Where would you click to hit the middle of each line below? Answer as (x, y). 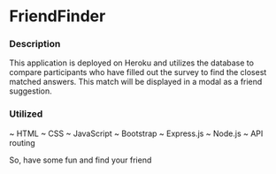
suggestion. (31, 91)
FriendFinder (57, 16)
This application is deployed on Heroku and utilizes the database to (132, 63)
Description (35, 44)
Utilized (26, 114)
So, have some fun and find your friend (80, 160)
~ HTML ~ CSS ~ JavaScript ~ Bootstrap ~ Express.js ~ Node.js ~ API (136, 133)
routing (22, 142)
